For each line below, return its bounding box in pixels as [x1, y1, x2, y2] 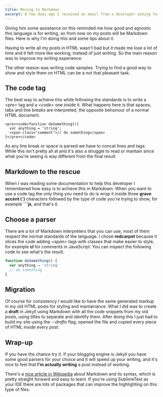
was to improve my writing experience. [5, 55, 83, 61]
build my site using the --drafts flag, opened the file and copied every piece [5, 319, 157, 325]
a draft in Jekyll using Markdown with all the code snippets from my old [5, 309, 148, 315]
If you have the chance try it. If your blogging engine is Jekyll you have [5, 351, 147, 357]
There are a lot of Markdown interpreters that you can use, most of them [5, 228, 150, 234]
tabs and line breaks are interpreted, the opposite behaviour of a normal [5, 107, 149, 113]
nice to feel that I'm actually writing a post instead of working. [5, 361, 130, 368]
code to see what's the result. [5, 249, 65, 255]
